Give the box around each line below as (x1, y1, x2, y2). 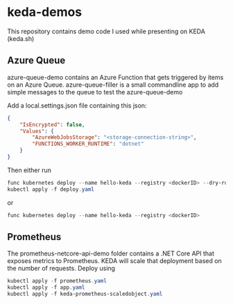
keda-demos (7, 4, 83, 20)
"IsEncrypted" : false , (19, 121, 85, 128)
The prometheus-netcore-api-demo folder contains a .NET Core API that (7, 249, 215, 257)
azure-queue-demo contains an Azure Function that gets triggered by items (7, 73, 224, 81)
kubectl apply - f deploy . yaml (7, 185, 95, 193)
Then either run (7, 166, 52, 174)
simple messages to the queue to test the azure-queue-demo (7, 87, 183, 96)
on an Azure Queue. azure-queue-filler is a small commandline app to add (7, 81, 219, 89)
